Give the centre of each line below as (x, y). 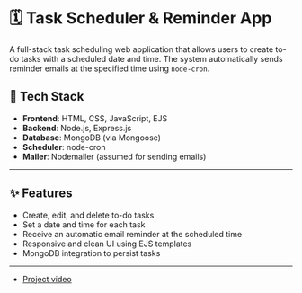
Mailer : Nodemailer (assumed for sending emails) (114, 156)
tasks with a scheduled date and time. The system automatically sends (152, 58)
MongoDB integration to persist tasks (91, 253)
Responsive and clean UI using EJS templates (107, 244)
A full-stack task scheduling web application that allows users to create (142, 49)
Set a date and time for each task (84, 224)
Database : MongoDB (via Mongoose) (92, 138)
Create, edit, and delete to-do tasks (88, 215)
